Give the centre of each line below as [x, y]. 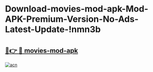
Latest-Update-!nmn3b [53, 29]
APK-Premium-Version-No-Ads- [72, 19]
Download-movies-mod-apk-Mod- [77, 9]
